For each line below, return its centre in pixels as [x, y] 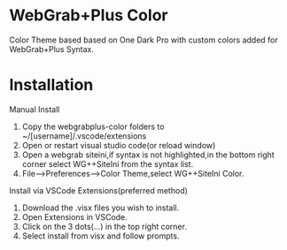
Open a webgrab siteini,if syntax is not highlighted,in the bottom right [148, 155]
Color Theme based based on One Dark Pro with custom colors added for [144, 40]
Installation [51, 85]
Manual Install [35, 109]
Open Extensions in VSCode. [75, 216]
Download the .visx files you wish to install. [101, 208]
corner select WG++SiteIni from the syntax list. [108, 163]
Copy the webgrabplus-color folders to [93, 126]
